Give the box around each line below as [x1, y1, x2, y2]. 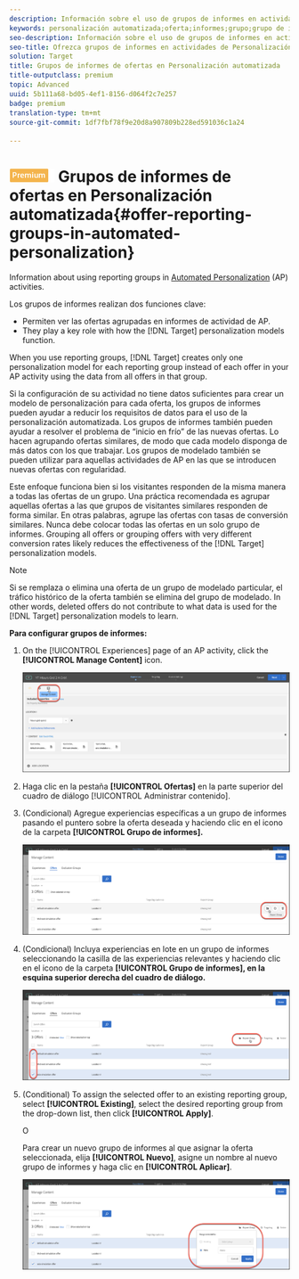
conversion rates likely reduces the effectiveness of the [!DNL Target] [9, 538, 265, 549]
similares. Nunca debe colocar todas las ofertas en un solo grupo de [9, 520, 261, 530]
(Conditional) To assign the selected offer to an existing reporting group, [21, 1089, 287, 1100]
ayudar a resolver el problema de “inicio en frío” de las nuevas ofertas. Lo [9, 426, 279, 437]
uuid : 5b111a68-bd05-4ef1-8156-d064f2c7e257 [9, 89, 177, 98]
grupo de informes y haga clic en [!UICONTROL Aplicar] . [21, 1161, 232, 1172]
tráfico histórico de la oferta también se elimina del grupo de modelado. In [9, 592, 281, 603]
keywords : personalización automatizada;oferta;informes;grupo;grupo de [9, 23, 285, 33]
